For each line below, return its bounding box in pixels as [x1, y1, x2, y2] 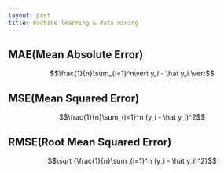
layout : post [8, 11, 51, 20]
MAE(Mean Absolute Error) [8, 48, 144, 61]
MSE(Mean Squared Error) [8, 91, 140, 105]
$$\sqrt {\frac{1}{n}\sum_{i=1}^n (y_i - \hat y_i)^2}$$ [47, 156, 217, 165]
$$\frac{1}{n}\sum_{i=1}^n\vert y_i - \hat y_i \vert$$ [50, 68, 215, 79]
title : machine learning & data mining [8, 19, 139, 27]
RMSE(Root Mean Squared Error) [8, 135, 172, 149]
